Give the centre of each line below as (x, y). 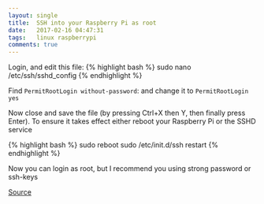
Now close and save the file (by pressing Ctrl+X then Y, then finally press (127, 113)
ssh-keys (23, 177)
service (20, 130)
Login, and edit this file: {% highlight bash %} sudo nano (100, 67)
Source (20, 192)
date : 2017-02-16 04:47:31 (56, 30)
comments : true (33, 45)
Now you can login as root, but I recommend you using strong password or (130, 169)
